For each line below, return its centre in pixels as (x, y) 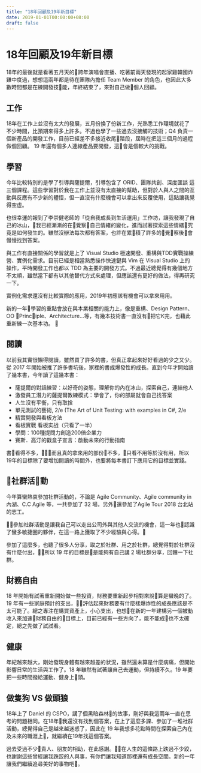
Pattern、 (181, 308)
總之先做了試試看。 (40, 626)
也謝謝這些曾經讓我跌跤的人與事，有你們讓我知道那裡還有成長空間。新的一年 (100, 756)
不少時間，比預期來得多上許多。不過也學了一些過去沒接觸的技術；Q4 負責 (97, 131)
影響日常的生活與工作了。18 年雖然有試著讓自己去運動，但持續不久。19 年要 (100, 670)
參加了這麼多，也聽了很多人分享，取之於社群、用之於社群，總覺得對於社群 (98, 544)
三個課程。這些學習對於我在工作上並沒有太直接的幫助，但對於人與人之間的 (98, 190)
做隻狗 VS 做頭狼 (37, 698)
